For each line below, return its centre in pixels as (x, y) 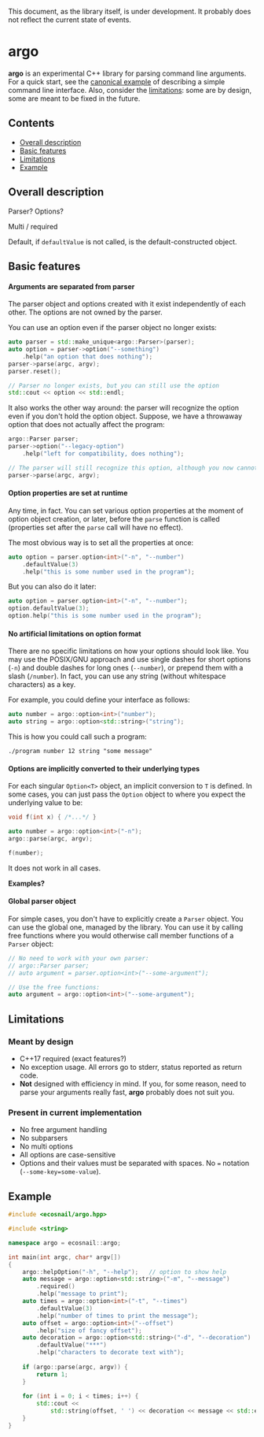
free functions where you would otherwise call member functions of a (121, 935)
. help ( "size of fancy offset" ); (90, 1331)
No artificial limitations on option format (75, 633)
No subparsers (44, 1138)
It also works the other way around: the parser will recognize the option (124, 408)
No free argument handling (63, 1130)
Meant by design (41, 1042)
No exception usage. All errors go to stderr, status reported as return (130, 1068)
